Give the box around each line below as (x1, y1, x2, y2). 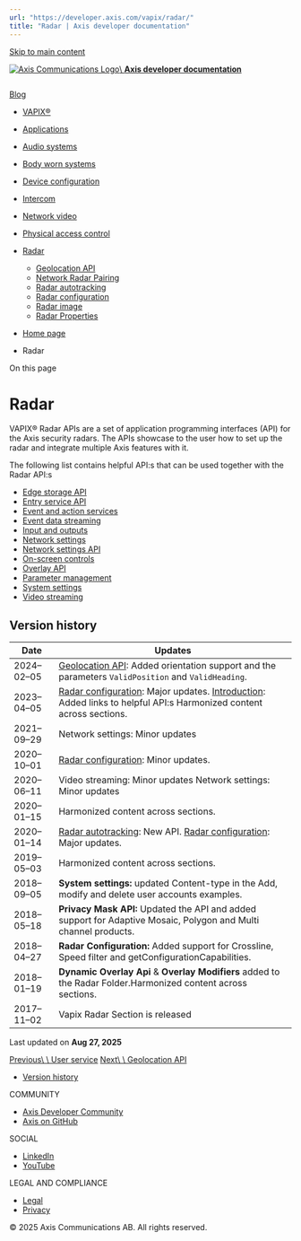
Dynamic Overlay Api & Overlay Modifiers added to (57, 966, 280, 978)
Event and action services (21, 506, 118, 517)
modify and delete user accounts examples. (57, 888, 243, 901)
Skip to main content (9, 46, 86, 57)
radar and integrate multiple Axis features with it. (9, 442, 190, 453)
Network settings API (21, 544, 101, 555)
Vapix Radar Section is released (57, 1009, 192, 1021)
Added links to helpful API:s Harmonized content (57, 696, 262, 709)
